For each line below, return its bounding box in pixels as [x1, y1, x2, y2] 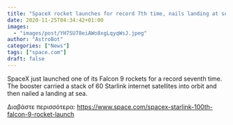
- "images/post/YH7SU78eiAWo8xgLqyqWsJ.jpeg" [13, 29, 148, 37]
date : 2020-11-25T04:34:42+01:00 [7, 17, 104, 24]
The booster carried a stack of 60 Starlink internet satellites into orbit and [7, 81, 217, 90]
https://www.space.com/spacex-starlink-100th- [76, 102, 213, 111]
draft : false [7, 56, 45, 62]
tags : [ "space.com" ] [7, 49, 67, 56]
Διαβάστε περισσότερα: [7, 102, 76, 111]
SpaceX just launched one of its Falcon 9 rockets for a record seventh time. [7, 74, 223, 83]
